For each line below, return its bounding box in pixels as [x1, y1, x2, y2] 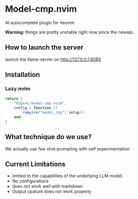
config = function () [14, 105, 58, 111]
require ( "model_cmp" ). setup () [23, 110, 84, 115]
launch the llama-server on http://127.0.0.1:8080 [5, 56, 101, 62]
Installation [5, 71, 40, 79]
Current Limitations [5, 160, 66, 168]
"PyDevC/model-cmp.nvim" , [14, 101, 67, 106]
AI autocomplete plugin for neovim [5, 20, 75, 25]
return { [5, 97, 23, 101]
